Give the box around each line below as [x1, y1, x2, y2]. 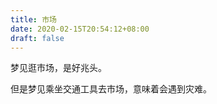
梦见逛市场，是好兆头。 [10, 62, 107, 74]
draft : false [10, 33, 65, 43]
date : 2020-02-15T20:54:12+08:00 [10, 24, 150, 34]
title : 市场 [10, 14, 57, 25]
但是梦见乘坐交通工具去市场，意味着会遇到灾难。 [10, 83, 212, 95]
